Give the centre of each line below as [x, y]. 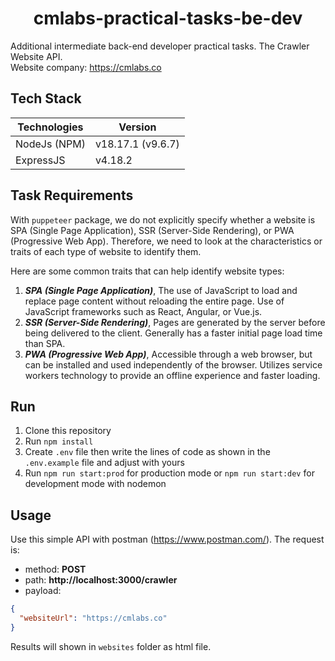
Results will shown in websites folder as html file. [111, 646]
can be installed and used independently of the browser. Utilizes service [173, 364]
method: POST [55, 569]
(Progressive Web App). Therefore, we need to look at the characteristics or [166, 241]
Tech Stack [46, 98]
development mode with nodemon [95, 484]
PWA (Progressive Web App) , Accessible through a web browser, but [168, 354]
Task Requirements [72, 195]
